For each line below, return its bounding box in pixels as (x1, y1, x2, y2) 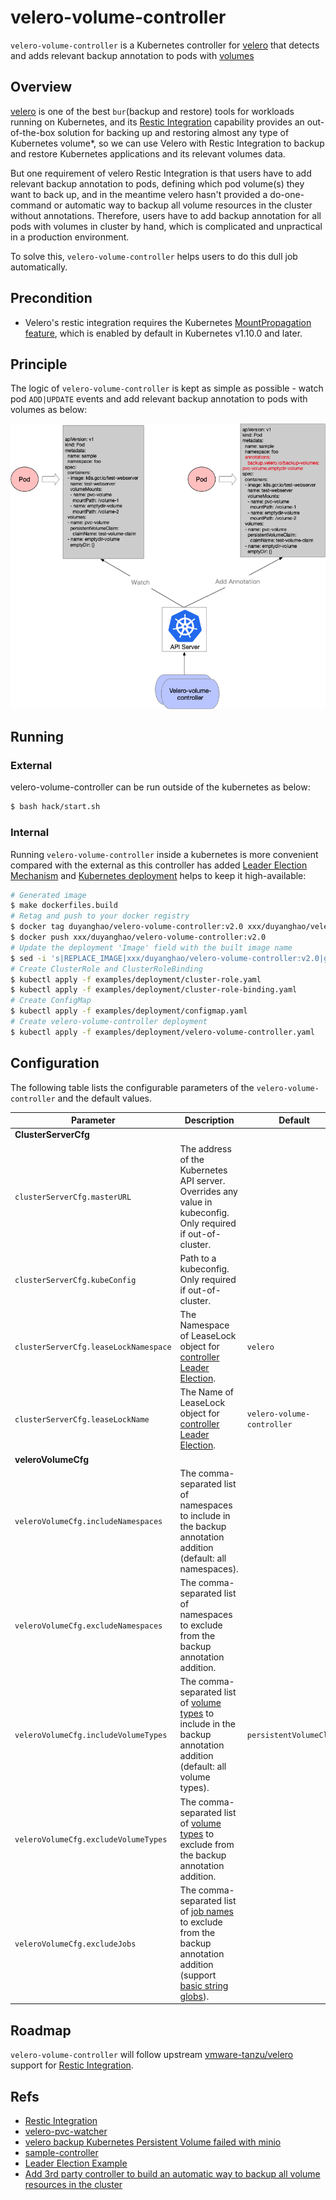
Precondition (10, 290, 93, 307)
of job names (179, 1905, 234, 1917)
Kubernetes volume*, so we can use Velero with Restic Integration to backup (10, 137, 325, 149)
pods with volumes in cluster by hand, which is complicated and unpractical (10, 220, 323, 232)
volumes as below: (10, 404, 88, 416)
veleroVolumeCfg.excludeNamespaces (14, 1621, 163, 1631)
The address (179, 1142, 232, 1155)
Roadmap (10, 2022, 72, 2039)
